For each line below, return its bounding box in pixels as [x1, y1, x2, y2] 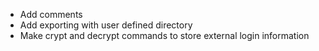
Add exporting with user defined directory [19, 19, 193, 31]
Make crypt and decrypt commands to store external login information [19, 30, 310, 41]
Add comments [19, 9, 83, 20]
